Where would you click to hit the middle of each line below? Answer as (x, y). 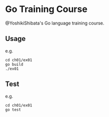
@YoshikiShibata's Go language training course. (55, 23)
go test (13, 109)
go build (14, 64)
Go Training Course (46, 9)
